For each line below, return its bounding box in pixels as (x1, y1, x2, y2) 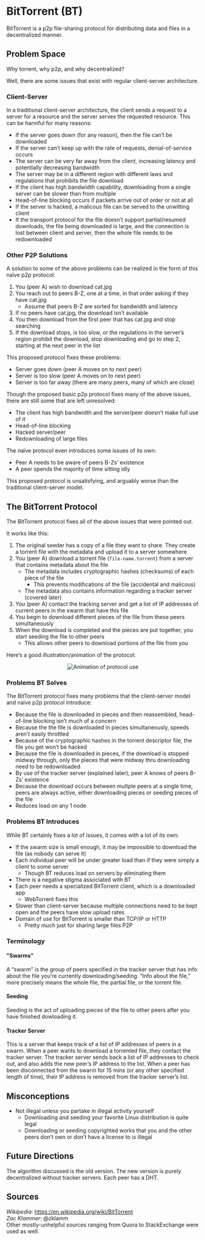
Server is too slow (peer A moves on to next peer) (15, 372, 141, 380)
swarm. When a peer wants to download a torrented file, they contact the (6, 1047, 191, 1055)
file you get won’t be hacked (15, 744, 88, 751)
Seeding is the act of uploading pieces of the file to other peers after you (6, 1006, 190, 1014)
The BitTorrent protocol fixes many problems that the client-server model (6, 692, 191, 700)
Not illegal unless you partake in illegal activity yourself (15, 1107, 154, 1115)
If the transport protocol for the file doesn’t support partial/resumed (15, 216, 186, 223)
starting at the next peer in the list (15, 342, 101, 349)
